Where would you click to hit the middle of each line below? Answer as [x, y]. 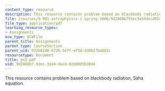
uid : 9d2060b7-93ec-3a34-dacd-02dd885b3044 [50, 64]
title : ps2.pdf [21, 60]
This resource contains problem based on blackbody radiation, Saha [74, 78]
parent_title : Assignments [33, 42]
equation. [15, 83]
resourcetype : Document [29, 55]
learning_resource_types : [31, 28]
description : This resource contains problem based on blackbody [73, 14]
